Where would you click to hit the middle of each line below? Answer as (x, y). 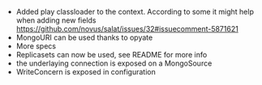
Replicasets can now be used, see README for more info (112, 55)
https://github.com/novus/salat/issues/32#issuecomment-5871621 (127, 29)
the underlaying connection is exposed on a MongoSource (114, 63)
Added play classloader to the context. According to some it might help (135, 12)
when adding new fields (56, 20)
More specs (36, 46)
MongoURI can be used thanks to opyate (84, 37)
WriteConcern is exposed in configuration (86, 72)
